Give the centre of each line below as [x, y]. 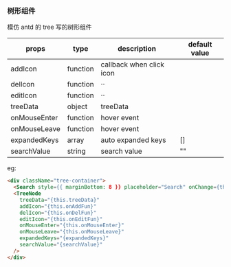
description [137, 49]
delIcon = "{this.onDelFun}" [58, 213]
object [77, 106]
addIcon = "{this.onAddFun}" [58, 206]
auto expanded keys [133, 140]
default [200, 45]
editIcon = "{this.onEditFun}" [61, 219]
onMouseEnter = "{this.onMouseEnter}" [72, 225]
